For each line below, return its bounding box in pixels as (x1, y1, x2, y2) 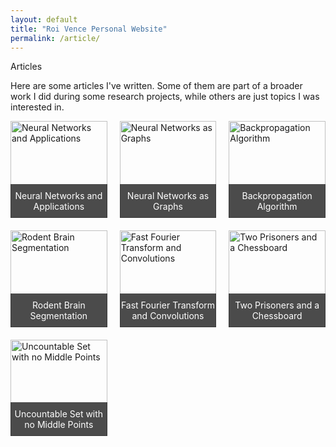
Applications (33, 201, 85, 213)
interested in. (10, 101, 65, 113)
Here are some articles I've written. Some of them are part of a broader (10, 80, 303, 92)
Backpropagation (241, 190, 313, 202)
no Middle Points (24, 419, 94, 431)
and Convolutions (131, 309, 205, 321)
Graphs (153, 201, 183, 213)
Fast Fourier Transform (120, 299, 216, 311)
